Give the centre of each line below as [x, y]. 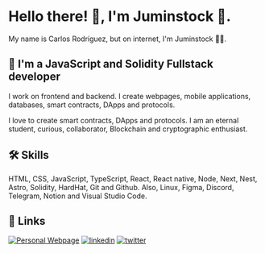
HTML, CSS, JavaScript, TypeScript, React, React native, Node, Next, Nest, [133, 178]
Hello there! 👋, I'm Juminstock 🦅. [120, 17]
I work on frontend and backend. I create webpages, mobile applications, [130, 96]
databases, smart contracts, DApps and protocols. [92, 105]
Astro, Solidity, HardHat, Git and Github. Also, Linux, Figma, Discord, [121, 187]
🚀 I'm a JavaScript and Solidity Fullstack [111, 64]
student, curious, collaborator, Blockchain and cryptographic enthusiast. [128, 129]
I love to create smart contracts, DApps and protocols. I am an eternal [124, 120]
